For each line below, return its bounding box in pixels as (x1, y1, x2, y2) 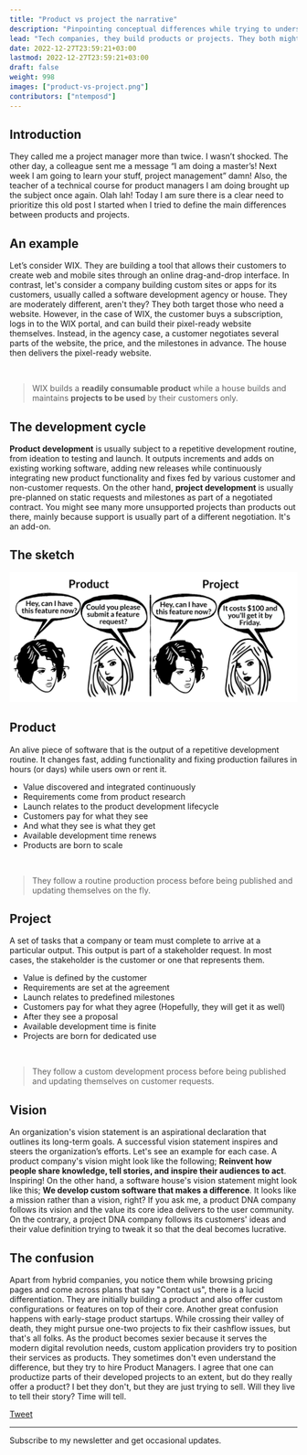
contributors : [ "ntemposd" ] (9, 91, 117, 101)
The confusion (9, 1250, 94, 1266)
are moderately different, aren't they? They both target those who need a (9, 299, 285, 310)
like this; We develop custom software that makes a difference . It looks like (9, 1184, 297, 1196)
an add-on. (9, 521, 52, 532)
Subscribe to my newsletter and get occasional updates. (9, 1435, 222, 1446)
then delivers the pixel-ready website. (9, 347, 153, 358)
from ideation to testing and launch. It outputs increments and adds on (9, 453, 275, 464)
